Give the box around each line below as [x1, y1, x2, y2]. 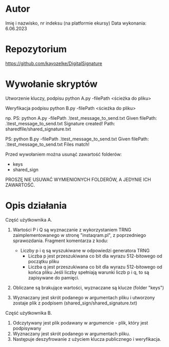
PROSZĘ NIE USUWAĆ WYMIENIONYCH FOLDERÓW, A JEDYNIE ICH [5, 176, 151, 182]
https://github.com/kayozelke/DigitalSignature [5, 60, 102, 67]
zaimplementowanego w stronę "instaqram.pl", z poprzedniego [12, 232, 146, 238]
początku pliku [28, 258, 59, 264]
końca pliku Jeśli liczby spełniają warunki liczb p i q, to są [28, 269, 150, 275]
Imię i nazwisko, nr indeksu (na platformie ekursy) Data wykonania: [5, 20, 147, 26]
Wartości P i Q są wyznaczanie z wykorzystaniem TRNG [12, 226, 132, 233]
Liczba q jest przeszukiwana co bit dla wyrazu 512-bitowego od [28, 264, 162, 270]
